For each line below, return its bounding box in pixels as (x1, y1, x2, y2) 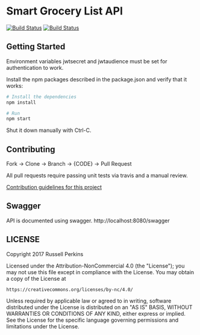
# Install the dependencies (6, 93, 77, 100)
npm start (6, 116, 31, 122)
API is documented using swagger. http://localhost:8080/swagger (6, 217, 170, 224)
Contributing (6, 144, 55, 154)
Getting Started (6, 42, 66, 52)
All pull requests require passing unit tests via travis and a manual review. (6, 172, 188, 179)
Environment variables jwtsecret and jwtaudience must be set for (6, 57, 167, 64)
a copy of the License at (6, 275, 66, 282)
